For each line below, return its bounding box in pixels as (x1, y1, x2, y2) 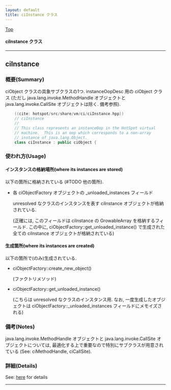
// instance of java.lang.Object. (14, 135, 88, 140)
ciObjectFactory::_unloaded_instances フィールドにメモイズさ (32, 302, 162, 309)
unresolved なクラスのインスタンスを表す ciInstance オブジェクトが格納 (12, 200, 164, 206)
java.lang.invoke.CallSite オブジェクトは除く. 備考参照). (5, 101, 121, 107)
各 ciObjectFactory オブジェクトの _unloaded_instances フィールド (12, 189, 154, 196)
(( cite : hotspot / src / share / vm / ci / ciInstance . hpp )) (14, 112, 124, 117)
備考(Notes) (5, 323, 35, 330)
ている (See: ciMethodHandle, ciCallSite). (5, 348, 92, 354)
